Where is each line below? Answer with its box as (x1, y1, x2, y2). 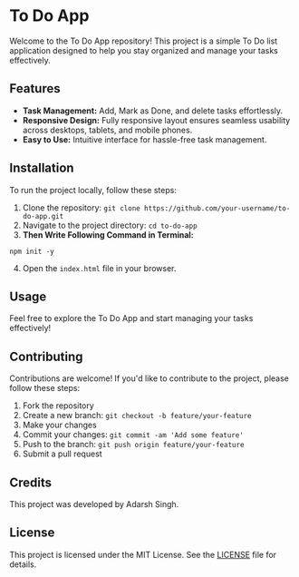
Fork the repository (22, 400, 95, 411)
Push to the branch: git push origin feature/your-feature (22, 439, 245, 450)
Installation (9, 161, 74, 176)
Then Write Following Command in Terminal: (22, 229, 195, 240)
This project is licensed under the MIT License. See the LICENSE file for (9, 549, 277, 560)
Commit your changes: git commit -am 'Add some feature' (22, 429, 245, 440)
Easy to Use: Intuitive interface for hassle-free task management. (22, 133, 267, 145)
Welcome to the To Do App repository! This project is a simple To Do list (9, 35, 278, 46)
